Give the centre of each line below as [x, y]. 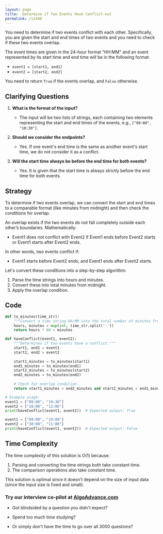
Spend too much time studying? [44, 517]
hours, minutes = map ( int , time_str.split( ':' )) [64, 326]
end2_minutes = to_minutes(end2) [48, 375]
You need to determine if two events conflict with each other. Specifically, [79, 33]
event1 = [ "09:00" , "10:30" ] [34, 402]
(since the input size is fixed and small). [45, 484]
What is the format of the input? [45, 108]
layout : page [18, 9]
